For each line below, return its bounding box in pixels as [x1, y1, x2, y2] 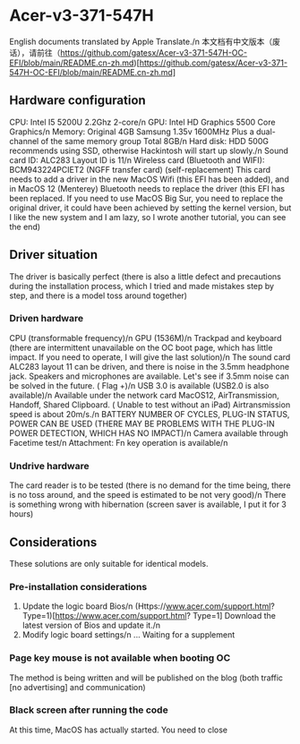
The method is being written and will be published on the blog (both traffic [9, 672, 284, 683]
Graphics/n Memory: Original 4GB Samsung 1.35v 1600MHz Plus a [9, 126, 255, 137]
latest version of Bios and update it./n [21, 620, 161, 631]
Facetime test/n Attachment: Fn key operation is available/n [9, 437, 228, 448]
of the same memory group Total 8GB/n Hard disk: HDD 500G [40, 135, 269, 146]
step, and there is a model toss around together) [9, 290, 188, 301]
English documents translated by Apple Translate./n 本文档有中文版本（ [9, 36, 273, 47]
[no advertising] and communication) [9, 681, 146, 692]
